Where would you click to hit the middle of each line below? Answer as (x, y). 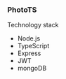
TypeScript (33, 46)
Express (29, 53)
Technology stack (33, 25)
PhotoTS (22, 10)
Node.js (29, 38)
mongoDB (32, 69)
